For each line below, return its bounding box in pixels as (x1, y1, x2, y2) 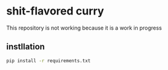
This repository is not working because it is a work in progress (6, 24, 162, 31)
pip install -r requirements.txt (6, 57, 91, 64)
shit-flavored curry (6, 4, 104, 18)
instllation (6, 42, 45, 52)
